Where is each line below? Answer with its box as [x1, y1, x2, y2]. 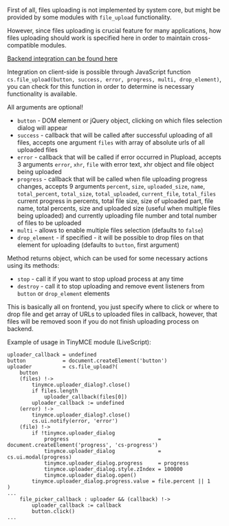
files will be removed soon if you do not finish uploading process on [7, 317, 199, 326]
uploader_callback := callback [32, 502, 122, 509]
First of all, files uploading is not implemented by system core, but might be [7, 6, 221, 14]
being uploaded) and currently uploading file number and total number [17, 211, 217, 220]
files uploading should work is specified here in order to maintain [7, 34, 191, 42]
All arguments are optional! [7, 103, 84, 111]
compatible [7, 41, 39, 49]
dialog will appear [17, 124, 67, 131]
